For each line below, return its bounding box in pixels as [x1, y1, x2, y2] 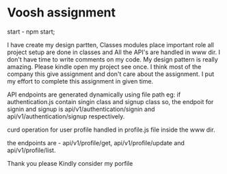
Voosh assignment [7, 5, 116, 21]
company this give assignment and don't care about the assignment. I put [7, 70, 215, 78]
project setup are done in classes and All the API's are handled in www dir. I [7, 48, 221, 56]
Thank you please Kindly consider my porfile [7, 159, 133, 167]
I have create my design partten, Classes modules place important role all [7, 40, 214, 49]
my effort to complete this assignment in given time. [7, 77, 154, 85]
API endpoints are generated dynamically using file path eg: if [7, 90, 181, 99]
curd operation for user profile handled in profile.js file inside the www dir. [7, 125, 215, 134]
